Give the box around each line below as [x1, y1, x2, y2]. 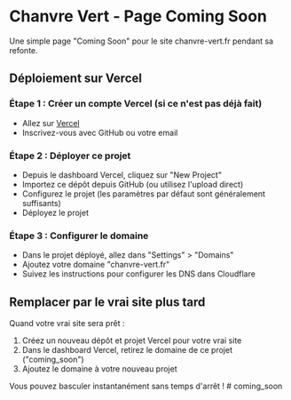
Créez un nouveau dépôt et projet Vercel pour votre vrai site [21, 335, 242, 346]
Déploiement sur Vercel [9, 71, 142, 86]
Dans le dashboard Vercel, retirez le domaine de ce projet [21, 345, 233, 356]
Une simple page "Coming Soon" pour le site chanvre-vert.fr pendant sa [9, 36, 273, 46]
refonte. [9, 44, 38, 55]
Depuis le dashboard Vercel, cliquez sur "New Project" [21, 169, 222, 180]
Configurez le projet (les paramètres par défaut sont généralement [21, 188, 266, 199]
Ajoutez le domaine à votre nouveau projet [21, 364, 177, 374]
